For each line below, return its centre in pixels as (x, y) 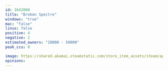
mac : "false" (19, 24)
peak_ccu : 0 (17, 47)
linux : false (19, 28)
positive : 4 (17, 33)
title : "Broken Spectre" (31, 14)
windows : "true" (22, 19)
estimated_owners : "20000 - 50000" (42, 42)
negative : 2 (17, 38)
